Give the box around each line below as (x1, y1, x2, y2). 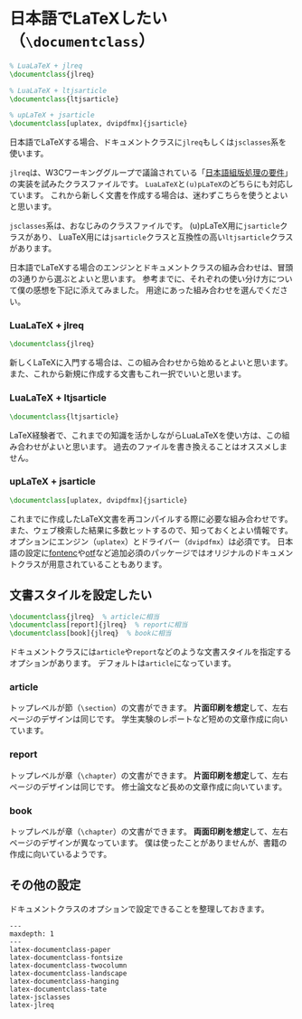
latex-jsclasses (9, 992, 71, 1002)
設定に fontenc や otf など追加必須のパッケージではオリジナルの (24, 547, 254, 558)
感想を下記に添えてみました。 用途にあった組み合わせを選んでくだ (33, 285, 280, 296)
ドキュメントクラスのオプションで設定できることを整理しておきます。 (9, 903, 269, 914)
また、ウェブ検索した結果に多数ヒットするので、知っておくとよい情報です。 (9, 524, 293, 535)
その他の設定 (9, 878, 81, 893)
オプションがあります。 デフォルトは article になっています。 (9, 657, 237, 669)
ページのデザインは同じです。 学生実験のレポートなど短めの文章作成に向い (9, 713, 288, 724)
